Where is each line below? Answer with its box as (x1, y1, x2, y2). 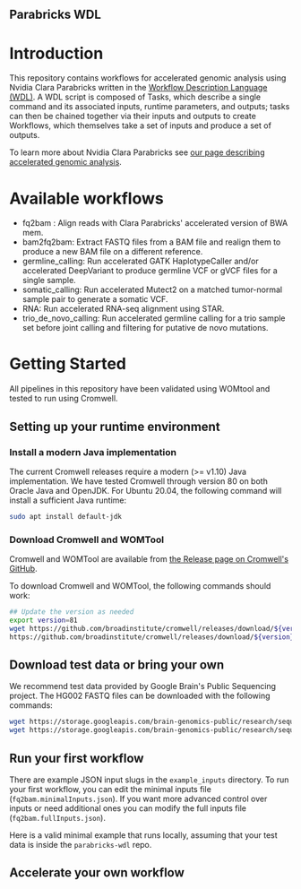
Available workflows (9, 188, 164, 209)
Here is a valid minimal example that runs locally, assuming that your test (9, 829, 278, 841)
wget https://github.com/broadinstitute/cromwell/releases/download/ (9, 624, 275, 633)
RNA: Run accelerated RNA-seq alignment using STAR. (21, 304, 225, 315)
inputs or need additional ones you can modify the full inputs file (9, 802, 246, 814)
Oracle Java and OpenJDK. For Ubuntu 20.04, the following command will (9, 485, 282, 496)
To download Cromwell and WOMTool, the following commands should (9, 581, 271, 591)
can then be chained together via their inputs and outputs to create (9, 111, 257, 122)
